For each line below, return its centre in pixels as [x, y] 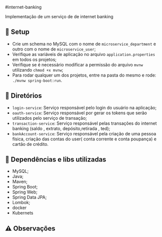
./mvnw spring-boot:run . [37, 80]
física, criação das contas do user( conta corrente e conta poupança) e [84, 139]
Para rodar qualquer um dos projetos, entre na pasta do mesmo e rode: [84, 75]
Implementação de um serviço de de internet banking [59, 16]
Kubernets [23, 213]
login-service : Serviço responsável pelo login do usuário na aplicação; [84, 107]
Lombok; [21, 203]
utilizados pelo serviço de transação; [50, 118]
